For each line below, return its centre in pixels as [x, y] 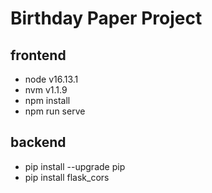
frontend [38, 55]
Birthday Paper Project [106, 18]
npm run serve [55, 111]
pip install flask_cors [67, 177]
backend [38, 142]
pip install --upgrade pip [75, 166]
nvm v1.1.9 [46, 90]
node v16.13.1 [51, 79]
